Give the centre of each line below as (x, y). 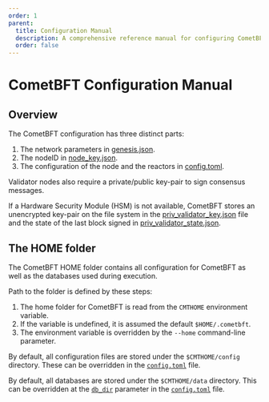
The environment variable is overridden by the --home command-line (132, 332)
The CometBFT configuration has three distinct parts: (96, 134)
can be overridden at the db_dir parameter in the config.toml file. (117, 388)
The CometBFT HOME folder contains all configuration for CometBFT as (127, 267)
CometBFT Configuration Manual (120, 85)
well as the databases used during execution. (83, 275)
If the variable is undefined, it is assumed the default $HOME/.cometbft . (135, 324)
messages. (26, 191)
